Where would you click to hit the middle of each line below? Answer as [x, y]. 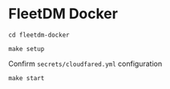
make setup [26, 48]
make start [26, 78]
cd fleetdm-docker [39, 35]
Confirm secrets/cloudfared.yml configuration [85, 64]
